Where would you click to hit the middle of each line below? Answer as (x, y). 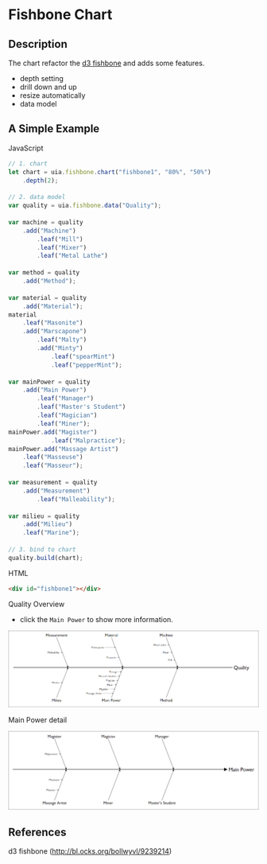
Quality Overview (37, 604)
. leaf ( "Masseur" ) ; (53, 466)
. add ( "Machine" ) (50, 231)
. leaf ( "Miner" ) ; (64, 423)
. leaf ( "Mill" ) (60, 239)
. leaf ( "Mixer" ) (62, 247)
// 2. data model (37, 197)
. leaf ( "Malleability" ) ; (76, 499)
